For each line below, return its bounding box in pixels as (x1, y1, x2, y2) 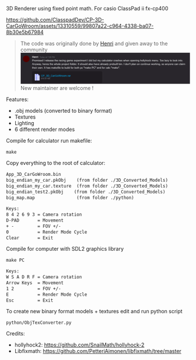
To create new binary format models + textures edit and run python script (6, 307, 183, 314)
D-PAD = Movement (6, 217, 64, 223)
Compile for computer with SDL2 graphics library (6, 245, 124, 252)
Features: (6, 96, 29, 103)
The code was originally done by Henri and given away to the (20, 40, 168, 47)
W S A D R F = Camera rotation (6, 274, 82, 280)
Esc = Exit (6, 297, 54, 303)
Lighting (14, 119, 34, 126)
